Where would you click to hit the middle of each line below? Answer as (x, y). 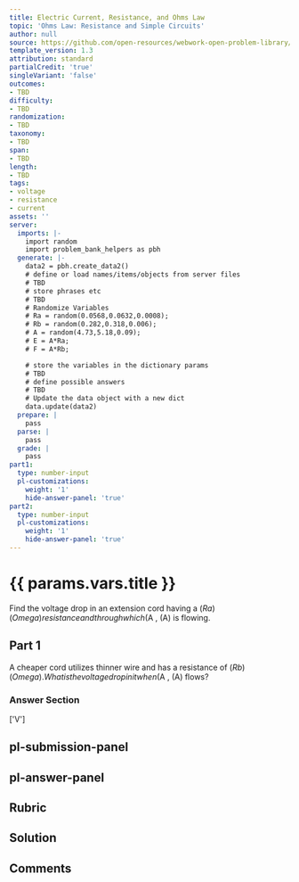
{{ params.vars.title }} (93, 584)
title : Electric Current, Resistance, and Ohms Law (107, 17)
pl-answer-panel (57, 777)
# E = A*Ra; (47, 341)
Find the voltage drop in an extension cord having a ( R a (111, 608)
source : (24, 42)
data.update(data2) (61, 407)
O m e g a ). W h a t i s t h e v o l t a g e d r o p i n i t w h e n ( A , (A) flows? (110, 676)
